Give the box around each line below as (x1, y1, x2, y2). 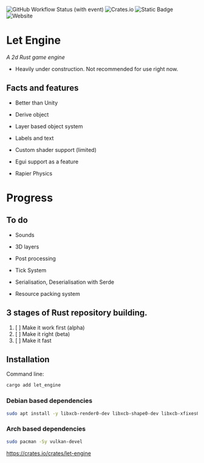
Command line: (6, 371, 44, 378)
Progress (6, 191, 53, 205)
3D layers (15, 243, 39, 250)
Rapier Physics (15, 170, 53, 177)
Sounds (15, 231, 35, 238)
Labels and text (15, 134, 54, 142)
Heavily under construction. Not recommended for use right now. (15, 65, 178, 72)
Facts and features (6, 83, 79, 94)
